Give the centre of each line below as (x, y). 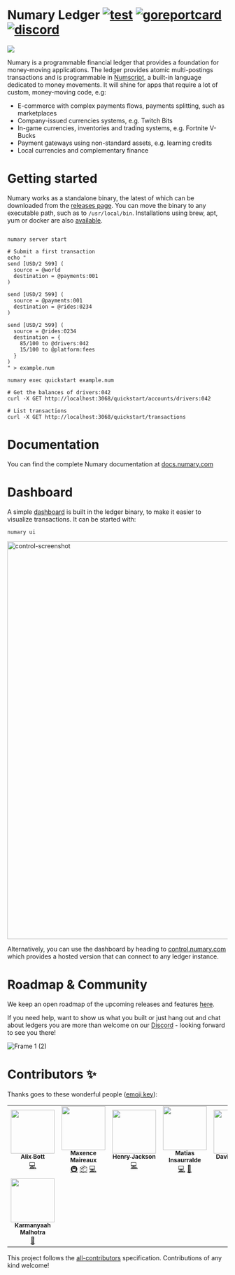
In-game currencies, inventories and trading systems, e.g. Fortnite (113, 128)
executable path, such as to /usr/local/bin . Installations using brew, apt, (113, 213)
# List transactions (37, 411)
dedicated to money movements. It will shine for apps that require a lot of (113, 85)
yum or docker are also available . (55, 220)
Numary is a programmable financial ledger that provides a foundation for (113, 62)
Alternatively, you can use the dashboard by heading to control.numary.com (116, 949)
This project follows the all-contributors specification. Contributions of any (115, 1257)
